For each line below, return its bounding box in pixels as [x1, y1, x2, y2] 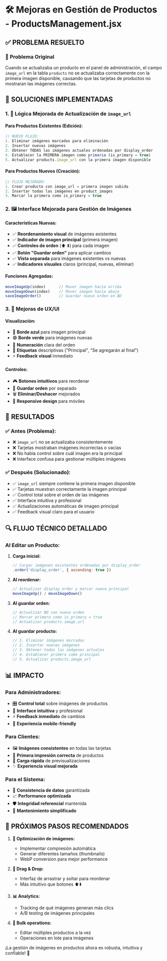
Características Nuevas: [5, 220, 57, 226]
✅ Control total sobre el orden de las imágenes [12, 491, 109, 498]
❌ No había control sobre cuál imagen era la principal [12, 451, 122, 457]
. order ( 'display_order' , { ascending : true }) [12, 568, 111, 573]
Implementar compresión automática [19, 845, 96, 851]
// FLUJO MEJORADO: [5, 179, 46, 184]
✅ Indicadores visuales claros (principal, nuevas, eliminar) [12, 261, 134, 267]
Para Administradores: [5, 689, 61, 696]
